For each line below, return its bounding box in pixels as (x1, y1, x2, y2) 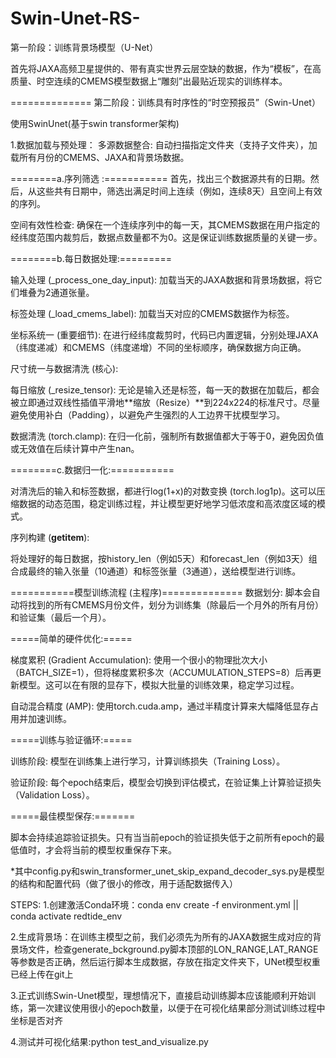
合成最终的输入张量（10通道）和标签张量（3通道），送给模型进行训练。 (10, 565, 302, 577)
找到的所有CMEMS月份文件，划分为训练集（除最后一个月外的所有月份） (27, 598, 324, 611)
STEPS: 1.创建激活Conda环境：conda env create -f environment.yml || (10, 898, 299, 911)
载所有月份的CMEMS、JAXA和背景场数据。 (10, 151, 190, 163)
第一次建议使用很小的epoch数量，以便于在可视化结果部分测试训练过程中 (27, 1002, 326, 1014)
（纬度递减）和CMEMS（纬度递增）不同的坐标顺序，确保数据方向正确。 (10, 341, 307, 353)
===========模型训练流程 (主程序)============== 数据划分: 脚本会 (10, 586, 312, 598)
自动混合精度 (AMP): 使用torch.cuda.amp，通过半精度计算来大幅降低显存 (10, 700, 310, 712)
